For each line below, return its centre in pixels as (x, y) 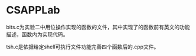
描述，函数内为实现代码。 (37, 34)
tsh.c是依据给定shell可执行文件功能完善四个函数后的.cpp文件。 (83, 47)
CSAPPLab (33, 10)
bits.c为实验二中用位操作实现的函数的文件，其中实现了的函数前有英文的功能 (98, 27)
